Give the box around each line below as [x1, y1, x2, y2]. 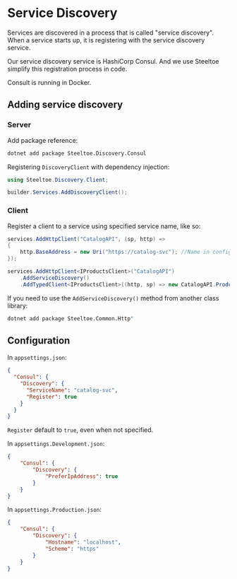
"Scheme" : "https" [44, 545, 99, 552]
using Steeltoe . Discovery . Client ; [7, 176, 109, 183]
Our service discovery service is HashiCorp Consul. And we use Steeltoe [7, 57, 219, 65]
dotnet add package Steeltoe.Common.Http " [7, 315, 134, 322]
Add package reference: [7, 136, 78, 144]
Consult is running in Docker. [7, 78, 92, 86]
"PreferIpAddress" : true [44, 472, 119, 480]
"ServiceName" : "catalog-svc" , [25, 387, 119, 394]
